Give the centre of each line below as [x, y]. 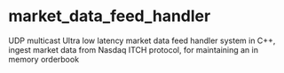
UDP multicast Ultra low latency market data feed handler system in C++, [142, 40]
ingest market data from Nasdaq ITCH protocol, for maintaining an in [134, 49]
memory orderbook [44, 59]
